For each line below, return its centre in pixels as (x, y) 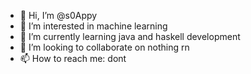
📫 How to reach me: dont (73, 58)
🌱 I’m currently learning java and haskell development (130, 36)
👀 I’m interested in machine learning (93, 26)
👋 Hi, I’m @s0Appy (58, 15)
